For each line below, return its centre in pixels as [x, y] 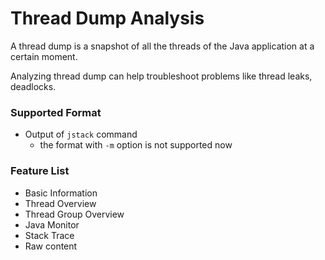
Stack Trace [49, 235]
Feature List [40, 171]
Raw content [51, 246]
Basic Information [61, 193]
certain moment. [44, 56]
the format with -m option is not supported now [136, 145]
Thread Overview [60, 203]
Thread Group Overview [74, 214]
